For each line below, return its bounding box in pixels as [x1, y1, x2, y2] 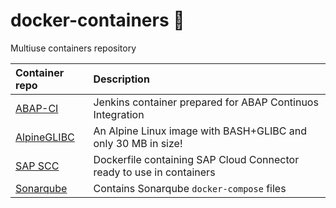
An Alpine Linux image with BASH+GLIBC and [93, 124, 308, 138]
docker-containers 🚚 [10, 9, 185, 32]
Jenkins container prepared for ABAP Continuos [93, 95, 319, 109]
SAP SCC [15, 159, 60, 173]
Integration [93, 107, 145, 121]
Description [93, 72, 150, 86]
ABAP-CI [15, 101, 59, 115]
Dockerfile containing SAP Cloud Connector [93, 152, 300, 166]
